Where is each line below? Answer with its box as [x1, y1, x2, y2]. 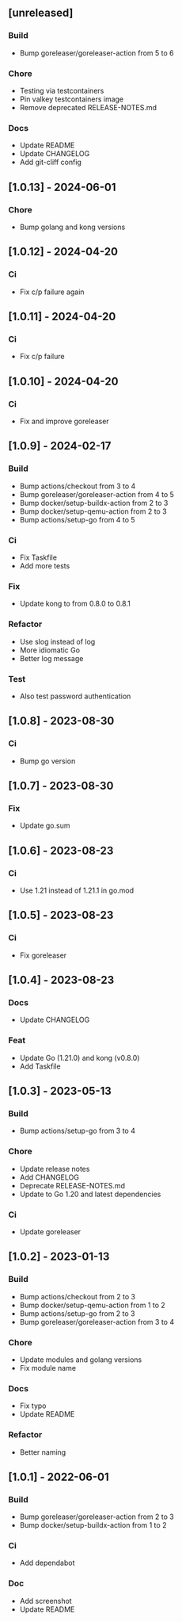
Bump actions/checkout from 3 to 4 [19, 481, 136, 491]
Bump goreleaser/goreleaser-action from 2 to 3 [19, 1512, 174, 1521]
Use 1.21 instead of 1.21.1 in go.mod [19, 886, 135, 895]
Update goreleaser [19, 1226, 82, 1236]
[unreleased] [8, 6, 74, 20]
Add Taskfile [19, 1062, 61, 1071]
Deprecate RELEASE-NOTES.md [19, 1180, 125, 1190]
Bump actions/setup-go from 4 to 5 [19, 515, 136, 524]
